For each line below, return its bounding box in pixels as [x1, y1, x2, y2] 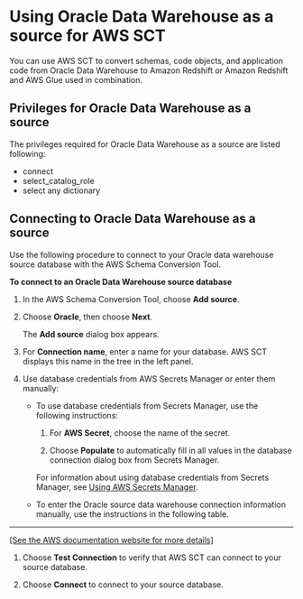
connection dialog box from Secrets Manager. [49, 454, 220, 465]
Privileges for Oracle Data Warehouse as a [9, 101, 252, 116]
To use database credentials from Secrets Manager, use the [35, 400, 259, 411]
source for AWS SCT [9, 25, 167, 46]
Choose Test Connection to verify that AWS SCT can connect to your [22, 552, 282, 563]
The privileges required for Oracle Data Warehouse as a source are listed [9, 138, 281, 150]
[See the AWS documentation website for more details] [9, 534, 214, 545]
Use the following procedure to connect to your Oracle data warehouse [9, 249, 274, 260]
